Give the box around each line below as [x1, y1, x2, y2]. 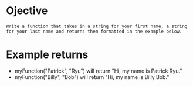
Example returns [6, 48, 89, 61]
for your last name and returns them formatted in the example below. [6, 28, 182, 35]
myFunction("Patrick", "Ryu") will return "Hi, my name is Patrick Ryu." [14, 67, 182, 74]
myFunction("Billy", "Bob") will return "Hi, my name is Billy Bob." [14, 73, 170, 80]
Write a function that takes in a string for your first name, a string [6, 23, 188, 29]
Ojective [6, 4, 48, 18]
